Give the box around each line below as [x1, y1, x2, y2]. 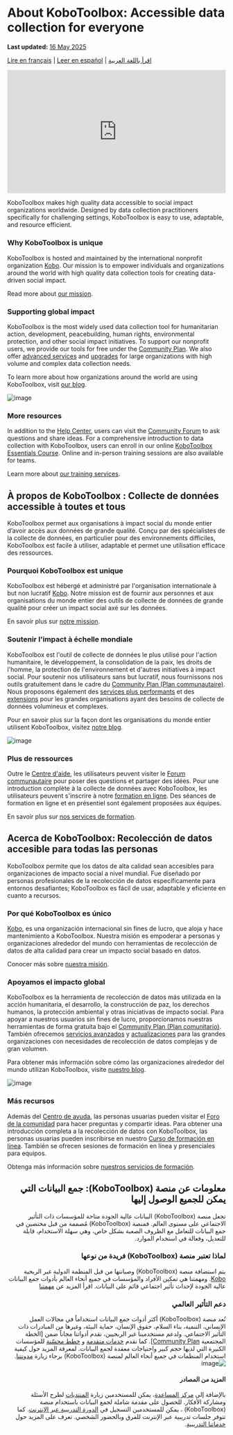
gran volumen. [7, 1045, 49, 1053]
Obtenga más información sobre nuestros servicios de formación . [7, 1162, 196, 1170]
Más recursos [7, 1096, 55, 1106]
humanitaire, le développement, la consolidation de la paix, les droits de [7, 657, 212, 666]
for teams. [7, 456, 37, 464]
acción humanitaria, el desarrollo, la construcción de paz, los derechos [7, 1000, 210, 1009]
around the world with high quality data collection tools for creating [7, 269, 199, 277]
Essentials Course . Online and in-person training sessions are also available [7, 449, 224, 458]
